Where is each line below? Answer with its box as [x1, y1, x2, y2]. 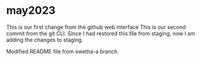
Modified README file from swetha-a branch [6, 47, 118, 55]
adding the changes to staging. [6, 36, 84, 43]
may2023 [6, 4, 56, 17]
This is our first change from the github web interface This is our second [6, 23, 186, 31]
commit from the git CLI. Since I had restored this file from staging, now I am [6, 29, 196, 37]
